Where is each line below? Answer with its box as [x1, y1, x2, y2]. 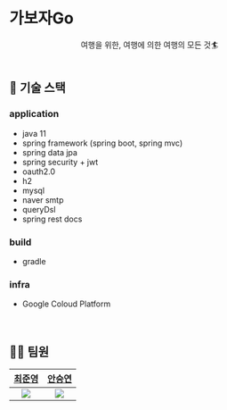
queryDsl [21, 204, 56, 214]
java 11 [21, 128, 46, 138]
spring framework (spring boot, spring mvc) [21, 138, 183, 148]
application [9, 108, 60, 121]
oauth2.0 [21, 166, 56, 177]
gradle [21, 255, 46, 266]
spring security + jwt [21, 156, 99, 167]
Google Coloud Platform [21, 298, 111, 309]
